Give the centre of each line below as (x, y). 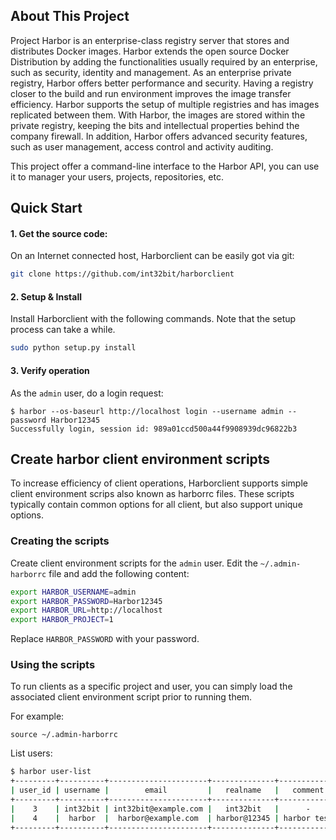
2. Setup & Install (46, 296)
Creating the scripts (60, 541)
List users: (31, 753)
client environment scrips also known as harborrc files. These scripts (152, 494)
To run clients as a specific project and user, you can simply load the (151, 686)
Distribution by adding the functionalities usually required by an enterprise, (164, 61)
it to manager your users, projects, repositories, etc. (117, 176)
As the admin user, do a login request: (87, 393)
